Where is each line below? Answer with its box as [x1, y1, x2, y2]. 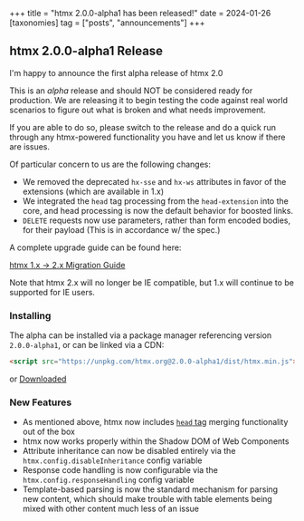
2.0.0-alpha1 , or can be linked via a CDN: [9, 340, 165, 351]
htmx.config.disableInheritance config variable [22, 455, 203, 466]
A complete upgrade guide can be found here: [9, 242, 182, 253]
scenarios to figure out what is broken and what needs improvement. [9, 104, 267, 115]
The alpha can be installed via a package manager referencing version [9, 330, 272, 341]
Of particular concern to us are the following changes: [9, 159, 211, 169]
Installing [9, 309, 52, 322]
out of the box [22, 426, 75, 438]
